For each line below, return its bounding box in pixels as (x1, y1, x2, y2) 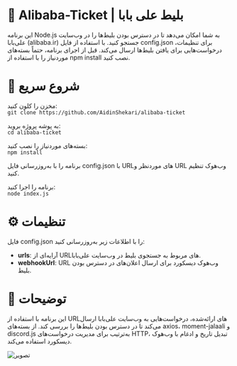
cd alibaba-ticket (7, 128, 62, 136)
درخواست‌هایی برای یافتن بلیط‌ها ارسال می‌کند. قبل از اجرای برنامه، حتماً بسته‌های (7, 45, 222, 54)
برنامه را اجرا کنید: (7, 182, 55, 191)
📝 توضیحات (7, 291, 67, 306)
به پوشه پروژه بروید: (7, 121, 61, 130)
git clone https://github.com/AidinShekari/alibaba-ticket (7, 109, 186, 116)
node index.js (7, 190, 50, 197)
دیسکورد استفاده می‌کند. (7, 337, 72, 345)
